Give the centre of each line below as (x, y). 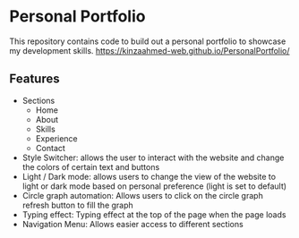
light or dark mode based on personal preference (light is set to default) (154, 186)
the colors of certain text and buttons (91, 166)
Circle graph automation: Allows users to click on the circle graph (143, 195)
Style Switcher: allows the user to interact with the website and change (153, 157)
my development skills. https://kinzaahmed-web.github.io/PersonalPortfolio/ (149, 50)
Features (34, 79)
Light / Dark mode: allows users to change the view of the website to (149, 176)
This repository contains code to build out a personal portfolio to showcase (148, 41)
